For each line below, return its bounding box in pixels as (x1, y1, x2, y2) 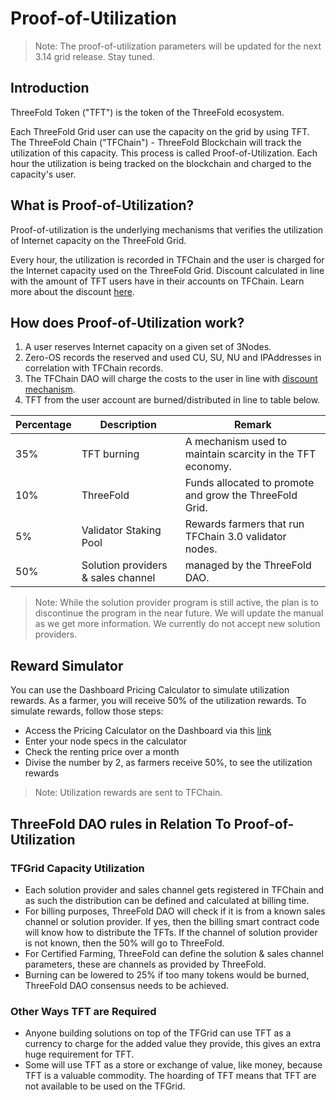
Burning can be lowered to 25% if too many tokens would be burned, (24, 968, 310, 981)
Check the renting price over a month (24, 746, 180, 758)
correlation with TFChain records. (24, 362, 164, 374)
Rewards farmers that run (184, 517, 305, 531)
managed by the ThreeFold (184, 558, 312, 572)
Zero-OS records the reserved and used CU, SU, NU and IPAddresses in (24, 352, 322, 364)
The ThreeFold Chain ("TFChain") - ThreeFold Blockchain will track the (10, 136, 302, 148)
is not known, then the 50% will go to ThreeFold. (24, 937, 225, 949)
